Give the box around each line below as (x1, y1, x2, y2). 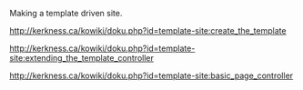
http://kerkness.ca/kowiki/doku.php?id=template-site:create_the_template (9, 25, 287, 35)
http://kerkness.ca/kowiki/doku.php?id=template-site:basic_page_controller (9, 70, 294, 81)
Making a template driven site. (9, 8, 123, 18)
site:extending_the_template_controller (9, 53, 155, 63)
